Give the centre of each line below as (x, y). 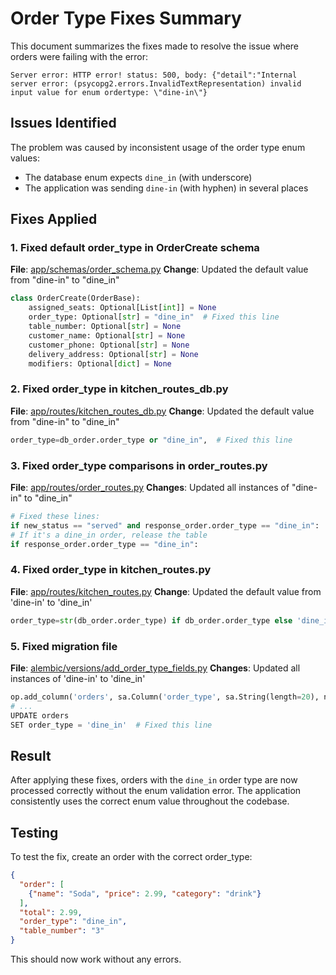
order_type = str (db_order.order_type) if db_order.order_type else (151, 620)
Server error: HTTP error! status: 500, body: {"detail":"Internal (154, 75)
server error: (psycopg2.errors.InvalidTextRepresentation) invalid (156, 83)
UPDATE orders (40, 715)
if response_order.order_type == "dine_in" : (104, 544)
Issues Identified (63, 123)
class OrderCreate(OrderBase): (75, 298)
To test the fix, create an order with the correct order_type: (131, 856)
